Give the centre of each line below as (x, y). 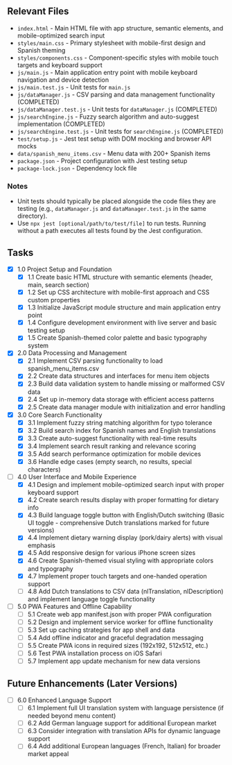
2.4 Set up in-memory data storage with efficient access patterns (121, 399)
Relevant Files (38, 11)
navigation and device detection (63, 80)
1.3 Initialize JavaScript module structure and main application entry (124, 307)
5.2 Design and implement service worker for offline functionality (120, 622)
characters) (44, 470)
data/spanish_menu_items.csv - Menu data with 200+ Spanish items (114, 153)
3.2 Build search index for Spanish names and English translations (122, 430)
